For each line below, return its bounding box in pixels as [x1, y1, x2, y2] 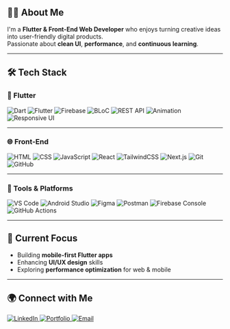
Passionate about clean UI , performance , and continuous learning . [7, 39, 199, 48]
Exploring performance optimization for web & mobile [16, 265, 171, 273]
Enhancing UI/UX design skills [16, 258, 103, 266]
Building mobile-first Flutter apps [16, 251, 113, 259]
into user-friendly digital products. [7, 32, 104, 40]
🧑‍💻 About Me [7, 7, 64, 19]
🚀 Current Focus [7, 232, 78, 244]
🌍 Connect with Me [7, 293, 93, 304]
